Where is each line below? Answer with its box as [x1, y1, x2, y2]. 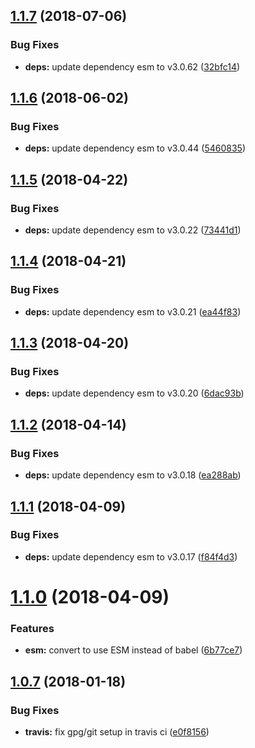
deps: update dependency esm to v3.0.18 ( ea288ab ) [24, 469, 242, 481]
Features [10, 621, 55, 635]
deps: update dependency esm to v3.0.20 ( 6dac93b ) [24, 387, 245, 399]
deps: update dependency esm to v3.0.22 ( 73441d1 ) [24, 224, 242, 236]
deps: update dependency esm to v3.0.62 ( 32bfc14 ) [24, 60, 241, 73]
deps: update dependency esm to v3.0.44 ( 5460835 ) [24, 142, 246, 154]
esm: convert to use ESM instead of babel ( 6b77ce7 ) [24, 644, 243, 656]
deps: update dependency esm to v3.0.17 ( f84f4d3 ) [24, 550, 238, 563]
